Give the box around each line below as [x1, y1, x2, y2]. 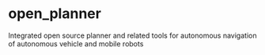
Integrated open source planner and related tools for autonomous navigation [8, 31, 257, 40]
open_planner [8, 5, 101, 23]
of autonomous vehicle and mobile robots [8, 38, 144, 48]
